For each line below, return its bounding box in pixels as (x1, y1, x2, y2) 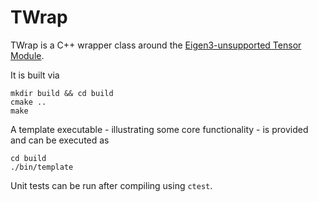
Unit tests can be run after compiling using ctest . (10, 179, 213, 191)
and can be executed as (10, 134, 110, 146)
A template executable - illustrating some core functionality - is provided (10, 123, 309, 135)
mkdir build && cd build (10, 88, 114, 98)
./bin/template (10, 162, 74, 172)
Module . (10, 49, 45, 61)
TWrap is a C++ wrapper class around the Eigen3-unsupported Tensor (10, 39, 302, 51)
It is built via (10, 69, 60, 81)
